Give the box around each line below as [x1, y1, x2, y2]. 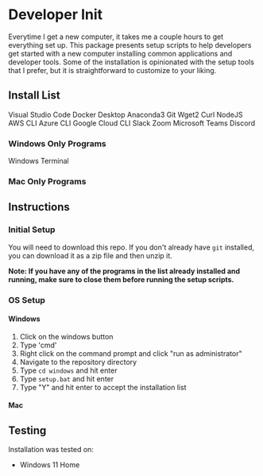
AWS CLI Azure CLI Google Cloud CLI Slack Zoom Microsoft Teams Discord [8, 118, 256, 128]
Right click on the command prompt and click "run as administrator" [19, 348, 242, 358]
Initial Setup [8, 224, 56, 235]
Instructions [8, 200, 70, 214]
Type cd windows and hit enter [19, 366, 118, 375]
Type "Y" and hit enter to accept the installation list [19, 382, 187, 392]
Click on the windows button [19, 331, 114, 341]
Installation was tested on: [8, 445, 94, 455]
